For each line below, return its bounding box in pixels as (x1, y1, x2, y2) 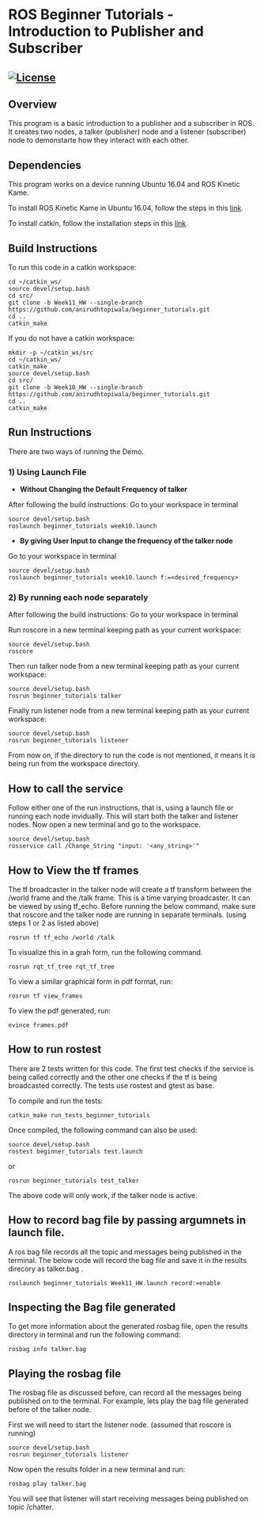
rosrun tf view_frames (8, 992, 83, 1000)
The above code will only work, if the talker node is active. (8, 1190, 198, 1200)
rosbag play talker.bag (8, 1480, 87, 1488)
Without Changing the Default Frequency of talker (19, 485, 188, 494)
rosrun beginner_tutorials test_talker (8, 1177, 140, 1185)
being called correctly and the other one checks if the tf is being (8, 1072, 217, 1082)
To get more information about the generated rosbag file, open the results (8, 1322, 248, 1331)
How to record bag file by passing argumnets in (8, 1214, 247, 1227)
